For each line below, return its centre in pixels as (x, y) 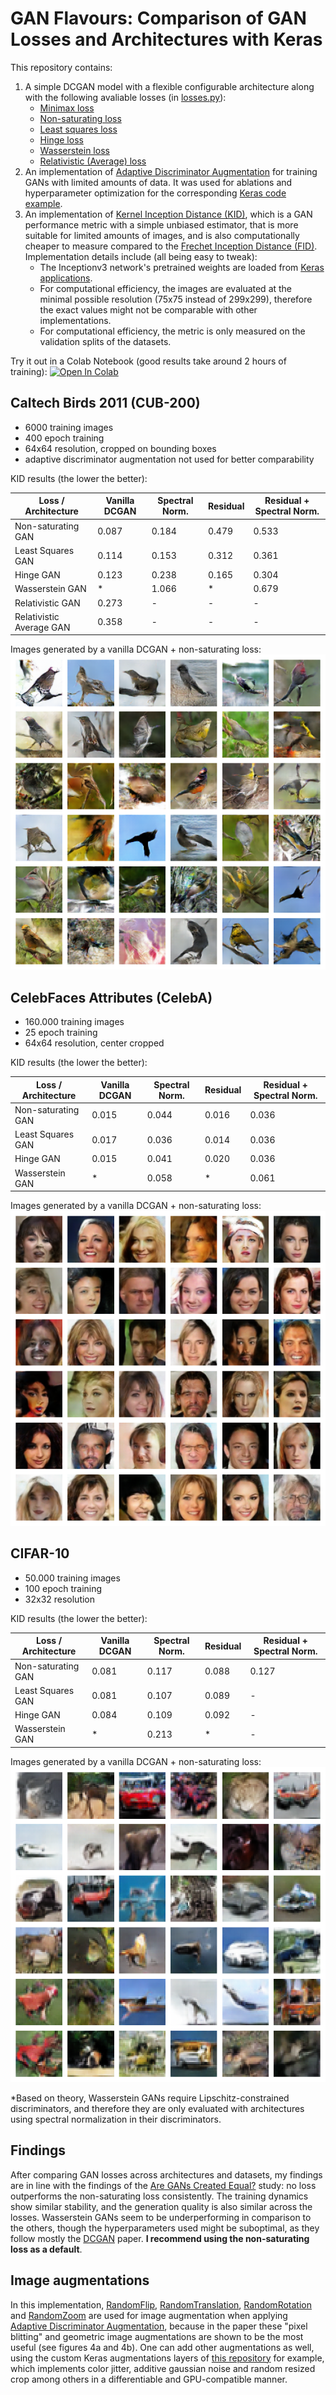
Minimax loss (67, 108)
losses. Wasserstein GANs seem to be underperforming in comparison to (161, 2217)
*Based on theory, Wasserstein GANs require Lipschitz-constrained (150, 2098)
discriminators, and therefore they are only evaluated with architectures (157, 2108)
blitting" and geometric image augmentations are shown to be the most (157, 2336)
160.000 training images (74, 1022)
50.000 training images (72, 1578)
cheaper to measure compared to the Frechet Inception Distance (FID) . (171, 246)
